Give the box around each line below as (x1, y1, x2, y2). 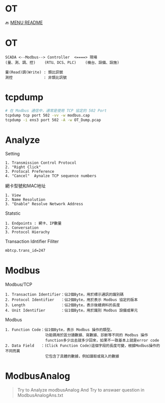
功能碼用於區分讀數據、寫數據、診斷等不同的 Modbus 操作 (45, 333, 148, 338)
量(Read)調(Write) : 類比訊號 (5, 69, 63, 75)
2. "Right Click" (5, 165, 41, 170)
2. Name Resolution (5, 197, 46, 202)
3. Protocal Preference (5, 169, 55, 174)
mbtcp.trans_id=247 (5, 248, 46, 253)
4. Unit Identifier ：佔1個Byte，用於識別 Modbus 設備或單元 (5, 308, 138, 313)
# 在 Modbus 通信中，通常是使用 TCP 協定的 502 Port (5, 108, 107, 113)
